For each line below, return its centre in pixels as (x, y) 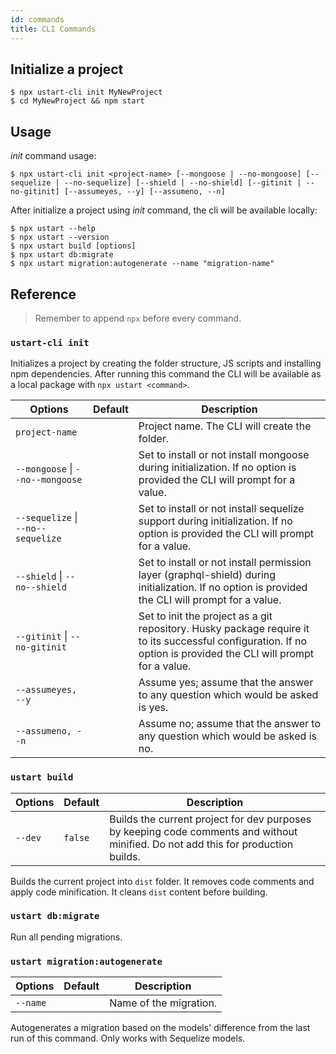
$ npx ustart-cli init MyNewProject (86, 92)
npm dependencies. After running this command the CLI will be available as (166, 374)
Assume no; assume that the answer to (230, 724)
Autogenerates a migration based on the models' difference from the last (160, 1028)
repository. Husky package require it (224, 629)
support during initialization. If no (215, 521)
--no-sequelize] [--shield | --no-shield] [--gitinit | (182, 183)
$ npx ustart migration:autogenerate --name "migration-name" (142, 264)
